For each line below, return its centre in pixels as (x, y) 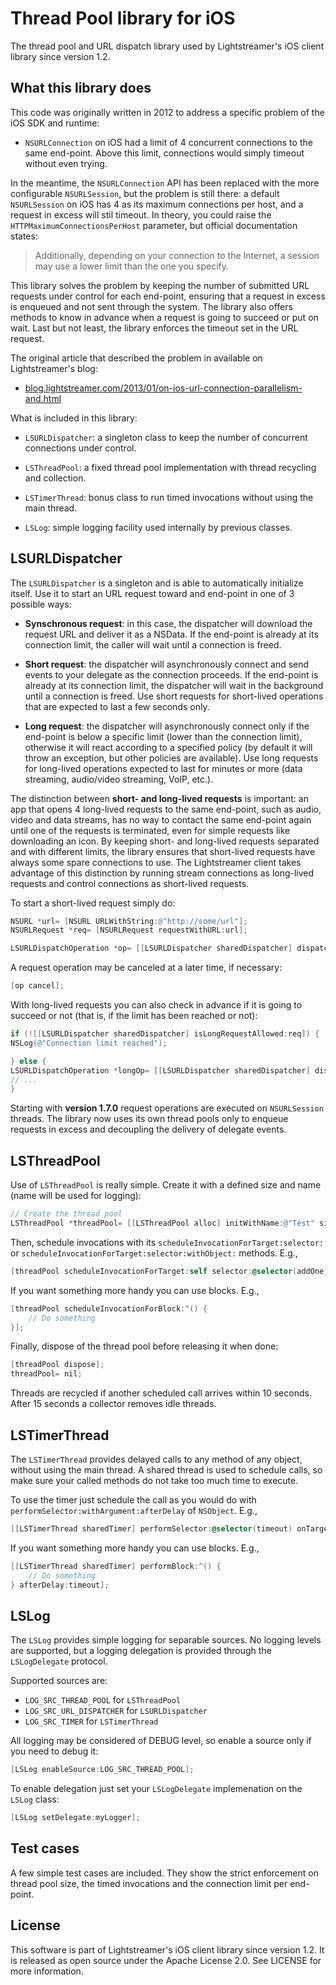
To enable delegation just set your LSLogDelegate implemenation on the (156, 1789)
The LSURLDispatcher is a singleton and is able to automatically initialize (157, 583)
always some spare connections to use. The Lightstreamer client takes (156, 862)
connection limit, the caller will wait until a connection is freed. (153, 644)
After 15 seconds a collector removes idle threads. (113, 1404)
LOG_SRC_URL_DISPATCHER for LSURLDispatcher (116, 1711)
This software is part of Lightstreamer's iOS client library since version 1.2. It (167, 1949)
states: (24, 236)
